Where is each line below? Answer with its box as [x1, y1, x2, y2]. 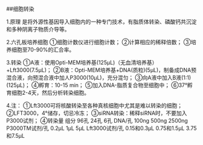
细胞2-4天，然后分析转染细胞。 [11, 89, 90, 96]
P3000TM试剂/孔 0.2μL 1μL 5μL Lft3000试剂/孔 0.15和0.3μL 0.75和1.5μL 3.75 [6, 124, 197, 132]
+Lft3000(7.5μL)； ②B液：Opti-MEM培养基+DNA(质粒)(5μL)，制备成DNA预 [6, 66, 196, 74]
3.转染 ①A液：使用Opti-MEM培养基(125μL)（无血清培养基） [6, 59, 158, 66]
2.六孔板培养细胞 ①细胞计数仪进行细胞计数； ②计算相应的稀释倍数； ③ [6, 39, 192, 45]
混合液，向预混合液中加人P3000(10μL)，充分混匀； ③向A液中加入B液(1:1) [6, 74, 192, 81]
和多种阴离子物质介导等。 [6, 26, 70, 33]
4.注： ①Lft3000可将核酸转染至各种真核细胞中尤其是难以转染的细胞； [6, 102, 183, 109]
